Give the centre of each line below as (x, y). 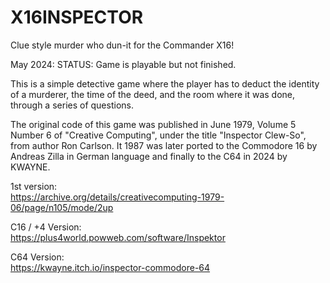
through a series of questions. (72, 105)
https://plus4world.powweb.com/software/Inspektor (118, 237)
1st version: (34, 186)
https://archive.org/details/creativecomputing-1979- (117, 197)
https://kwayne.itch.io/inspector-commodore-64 (110, 267)
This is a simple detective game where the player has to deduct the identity (165, 83)
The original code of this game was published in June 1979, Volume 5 (153, 124)
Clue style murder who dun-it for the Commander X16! (122, 45)
